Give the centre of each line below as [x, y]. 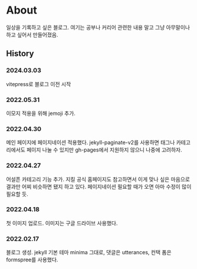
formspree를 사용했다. [32, 260]
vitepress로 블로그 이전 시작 [39, 84]
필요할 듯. [17, 194]
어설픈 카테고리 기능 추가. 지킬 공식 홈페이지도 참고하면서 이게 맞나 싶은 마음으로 [98, 179]
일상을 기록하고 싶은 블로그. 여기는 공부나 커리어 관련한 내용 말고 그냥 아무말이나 [98, 27]
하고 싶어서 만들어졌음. [32, 35]
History [20, 54]
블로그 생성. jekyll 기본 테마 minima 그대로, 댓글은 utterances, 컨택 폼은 [89, 252]
